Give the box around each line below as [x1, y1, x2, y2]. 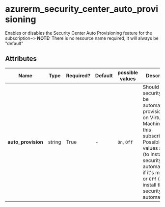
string [48, 138, 61, 145]
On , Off [117, 138, 133, 145]
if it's [142, 169, 154, 176]
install [142, 181, 157, 188]
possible [117, 69, 138, 76]
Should [142, 83, 159, 90]
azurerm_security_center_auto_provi [5, 3, 159, 15]
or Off [142, 175, 157, 182]
